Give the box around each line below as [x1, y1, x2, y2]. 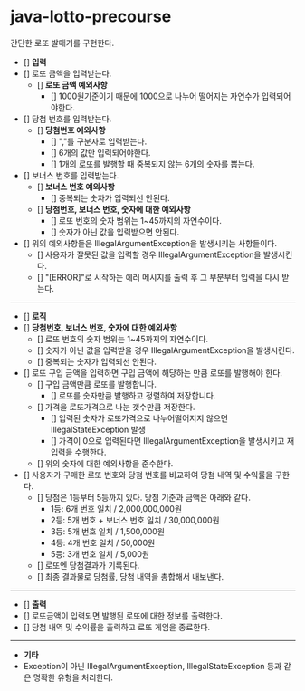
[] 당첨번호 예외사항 [36, 124, 107, 135]
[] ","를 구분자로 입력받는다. [50, 136, 148, 147]
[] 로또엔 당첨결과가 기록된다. [36, 560, 140, 571]
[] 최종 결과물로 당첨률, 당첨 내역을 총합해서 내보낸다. [36, 571, 224, 581]
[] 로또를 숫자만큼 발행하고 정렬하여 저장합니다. [50, 389, 216, 400]
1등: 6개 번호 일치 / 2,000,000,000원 [50, 503, 183, 513]
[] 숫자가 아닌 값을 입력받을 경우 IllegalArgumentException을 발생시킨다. [36, 344, 295, 355]
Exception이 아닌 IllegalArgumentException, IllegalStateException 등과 [23, 660, 282, 671]
